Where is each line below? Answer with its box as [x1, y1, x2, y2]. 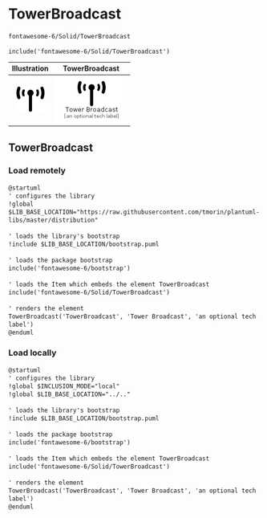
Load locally [8, 347, 57, 358]
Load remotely [8, 165, 67, 176]
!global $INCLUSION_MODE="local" [8, 382, 120, 390]
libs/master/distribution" [8, 216, 99, 224]
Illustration [11, 63, 50, 73]
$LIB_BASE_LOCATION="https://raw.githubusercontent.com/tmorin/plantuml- [8, 208, 261, 216]
